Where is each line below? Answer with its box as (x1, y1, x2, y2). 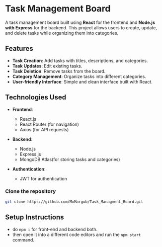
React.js (19, 116, 36, 122)
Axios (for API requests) (19, 126, 69, 132)
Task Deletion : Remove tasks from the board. (12, 68, 106, 74)
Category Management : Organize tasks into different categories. (12, 73, 147, 80)
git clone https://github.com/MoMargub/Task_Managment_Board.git (5, 199, 143, 204)
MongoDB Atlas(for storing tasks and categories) (19, 156, 120, 162)
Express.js (19, 151, 41, 157)
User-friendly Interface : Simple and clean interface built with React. (12, 79, 153, 84)
